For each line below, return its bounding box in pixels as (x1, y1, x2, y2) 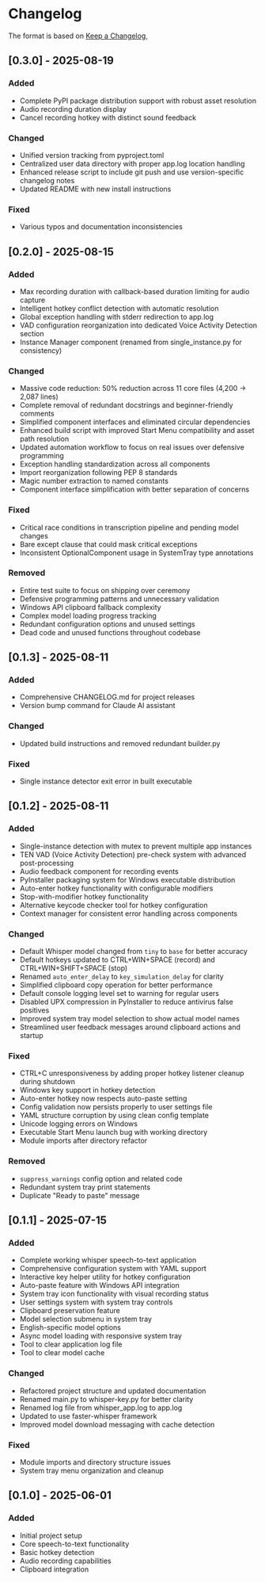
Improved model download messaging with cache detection (19, 1419, 215, 1429)
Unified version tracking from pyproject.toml (19, 150, 165, 159)
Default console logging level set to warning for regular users (19, 989, 220, 998)
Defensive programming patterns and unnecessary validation (19, 594, 220, 603)
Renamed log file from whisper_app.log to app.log (19, 1403, 183, 1412)
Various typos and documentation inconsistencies (19, 222, 184, 232)
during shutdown (19, 1077, 76, 1086)
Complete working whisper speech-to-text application (19, 1255, 197, 1265)
